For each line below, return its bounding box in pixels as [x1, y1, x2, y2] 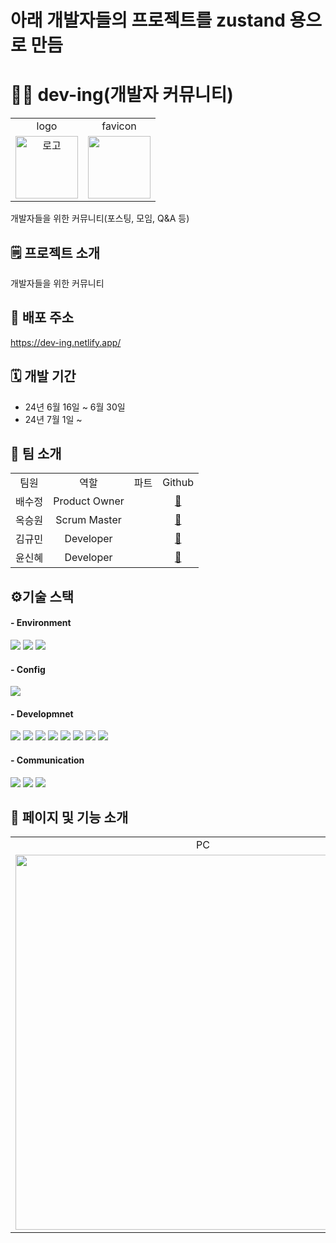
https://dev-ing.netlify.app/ [10, 336, 122, 348]
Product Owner [53, 494, 125, 508]
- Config [10, 663, 46, 675]
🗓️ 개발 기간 [10, 368, 77, 385]
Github [162, 476, 195, 490]
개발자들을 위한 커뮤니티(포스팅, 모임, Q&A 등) [10, 212, 190, 225]
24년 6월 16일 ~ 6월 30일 [24, 401, 126, 413]
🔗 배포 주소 [10, 309, 75, 326]
